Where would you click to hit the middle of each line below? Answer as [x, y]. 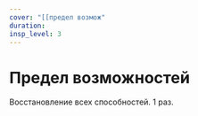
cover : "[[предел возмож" [57, 17]
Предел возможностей [99, 77]
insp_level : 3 [36, 34]
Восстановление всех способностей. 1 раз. [91, 102]
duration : [28, 26]
